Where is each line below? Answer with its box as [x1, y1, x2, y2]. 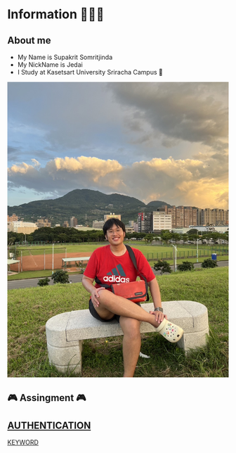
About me [7, 34, 51, 46]
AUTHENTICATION [7, 419, 91, 431]
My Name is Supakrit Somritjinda [17, 53, 113, 61]
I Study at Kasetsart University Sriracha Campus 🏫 [17, 68, 163, 76]
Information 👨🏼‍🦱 [7, 6, 105, 23]
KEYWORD [7, 438, 39, 447]
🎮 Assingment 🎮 [7, 392, 86, 404]
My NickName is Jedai [17, 60, 83, 69]
